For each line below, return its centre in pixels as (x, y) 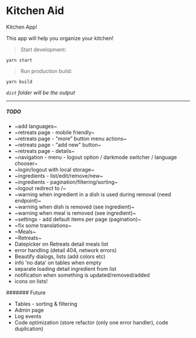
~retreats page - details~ (45, 151)
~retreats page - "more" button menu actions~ (71, 138)
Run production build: (46, 71)
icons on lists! (31, 281)
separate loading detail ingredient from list (65, 269)
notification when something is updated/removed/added (82, 275)
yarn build (19, 82)
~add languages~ (36, 126)
